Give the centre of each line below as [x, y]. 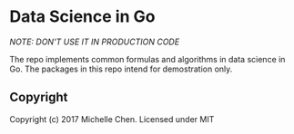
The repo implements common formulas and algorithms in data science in [147, 59]
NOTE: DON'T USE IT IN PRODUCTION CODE [95, 42]
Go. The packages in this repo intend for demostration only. [121, 69]
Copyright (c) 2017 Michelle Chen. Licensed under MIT [112, 119]
